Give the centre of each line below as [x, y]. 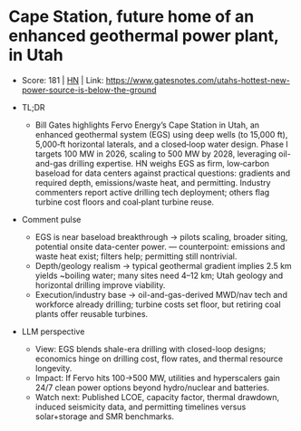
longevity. [53, 368]
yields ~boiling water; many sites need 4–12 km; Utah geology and [159, 275]
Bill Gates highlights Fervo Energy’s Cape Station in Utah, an [147, 125]
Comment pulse [51, 219]
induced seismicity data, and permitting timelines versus [141, 407]
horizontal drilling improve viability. [100, 285]
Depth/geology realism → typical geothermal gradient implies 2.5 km [163, 265]
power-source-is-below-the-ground [89, 90]
